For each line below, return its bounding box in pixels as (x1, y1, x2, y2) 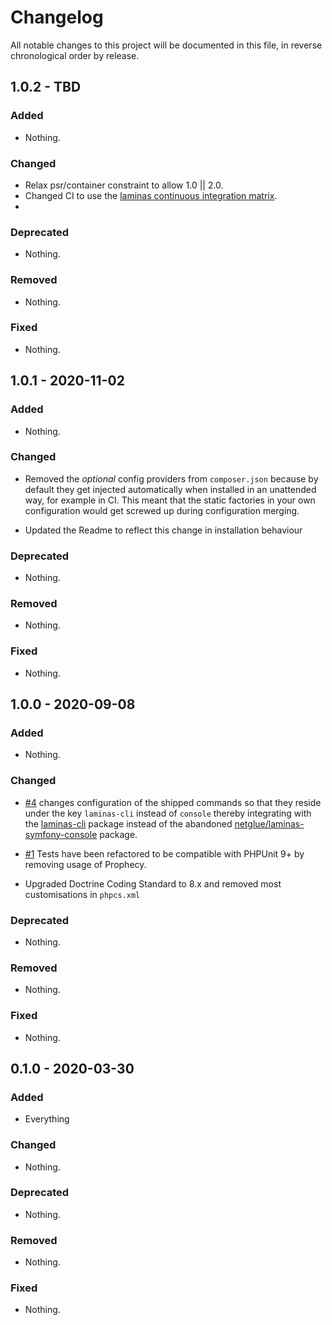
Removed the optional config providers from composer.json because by (24, 472, 319, 485)
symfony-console (24, 828, 98, 840)
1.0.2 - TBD (10, 79, 82, 96)
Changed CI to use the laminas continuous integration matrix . (24, 189, 278, 201)
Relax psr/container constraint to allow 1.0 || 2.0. (24, 179, 224, 191)
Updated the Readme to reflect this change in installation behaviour (24, 524, 303, 536)
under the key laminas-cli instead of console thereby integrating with (24, 807, 312, 819)
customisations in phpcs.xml (24, 888, 141, 900)
